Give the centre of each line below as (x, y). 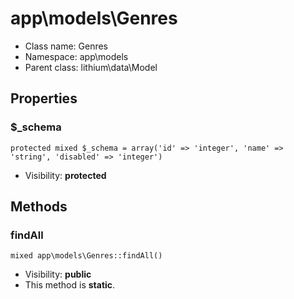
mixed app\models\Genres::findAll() (86, 256)
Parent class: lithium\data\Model (91, 67)
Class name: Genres (66, 46)
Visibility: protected (65, 175)
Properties (44, 98)
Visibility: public (58, 274)
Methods (39, 207)
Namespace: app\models (76, 56)
